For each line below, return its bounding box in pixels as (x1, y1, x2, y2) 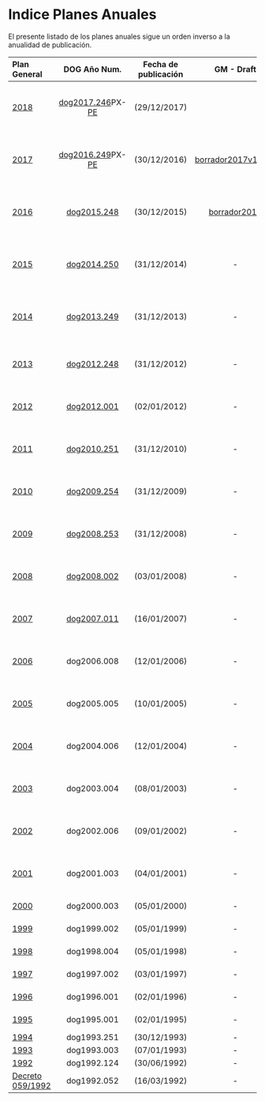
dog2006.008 (65, 656, 119, 667)
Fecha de (143, 58, 179, 70)
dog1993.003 (65, 1044, 119, 1055)
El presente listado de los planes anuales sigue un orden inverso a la (8, 32, 230, 41)
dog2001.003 (65, 867, 119, 878)
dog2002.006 (65, 825, 119, 836)
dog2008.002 (65, 570, 119, 581)
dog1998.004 (65, 945, 119, 956)
